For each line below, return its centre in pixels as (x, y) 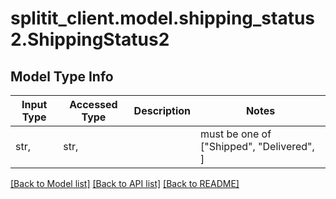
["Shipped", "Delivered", (257, 146)
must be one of (236, 134)
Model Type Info (62, 76)
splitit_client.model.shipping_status (163, 18)
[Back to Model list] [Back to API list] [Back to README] (125, 183)
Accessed (93, 104)
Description (162, 110)
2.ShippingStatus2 (90, 39)
